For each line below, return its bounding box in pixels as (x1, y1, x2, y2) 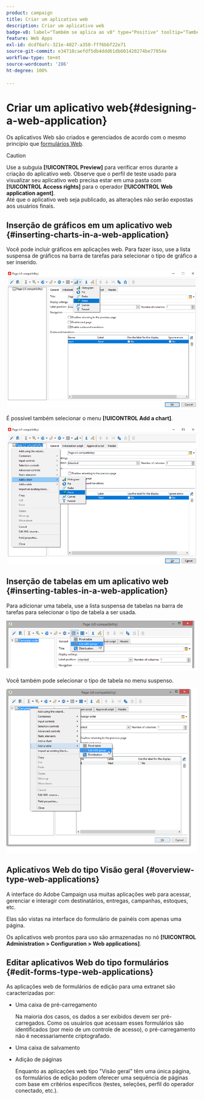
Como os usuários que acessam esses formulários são (47, 1019, 184, 1027)
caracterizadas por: (6, 989, 56, 997)
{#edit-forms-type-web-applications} (6, 966, 154, 977)
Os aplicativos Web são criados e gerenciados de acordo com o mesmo (6, 134, 186, 141)
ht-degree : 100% (6, 67, 47, 73)
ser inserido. (6, 259, 38, 266)
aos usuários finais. (6, 202, 55, 210)
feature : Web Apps (6, 35, 53, 42)
